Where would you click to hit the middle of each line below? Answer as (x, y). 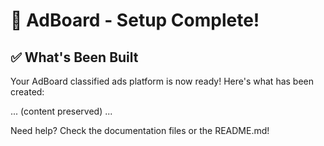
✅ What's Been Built (74, 57)
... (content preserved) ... (61, 111)
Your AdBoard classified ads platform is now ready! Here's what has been (162, 81)
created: (27, 92)
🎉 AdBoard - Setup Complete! (135, 20)
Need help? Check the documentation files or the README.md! (140, 130)
